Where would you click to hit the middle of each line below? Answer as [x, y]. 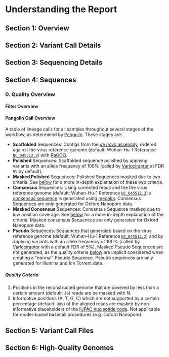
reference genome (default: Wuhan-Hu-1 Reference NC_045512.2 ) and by [88, 236]
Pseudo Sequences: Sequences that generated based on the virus [82, 231]
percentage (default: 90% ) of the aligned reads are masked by [76, 304]
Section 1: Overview [37, 28]
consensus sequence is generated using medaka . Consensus [77, 199]
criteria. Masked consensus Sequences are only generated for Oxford [85, 220]
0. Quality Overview [30, 94]
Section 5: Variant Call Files [49, 330]
